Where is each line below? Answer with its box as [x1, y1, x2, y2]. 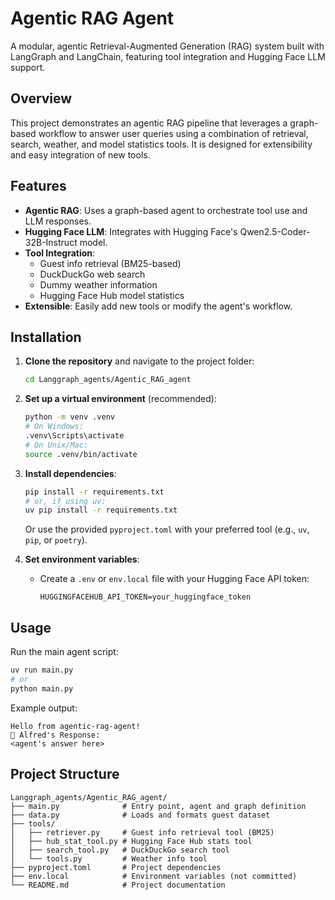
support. [10, 61, 46, 73]
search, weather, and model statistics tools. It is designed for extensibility [10, 138, 313, 150]
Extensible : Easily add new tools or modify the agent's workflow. [24, 300, 293, 312]
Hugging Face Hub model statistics [39, 289, 185, 301]
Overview [10, 90, 73, 107]
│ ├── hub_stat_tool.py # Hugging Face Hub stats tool [10, 836, 253, 846]
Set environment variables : [24, 553, 140, 566]
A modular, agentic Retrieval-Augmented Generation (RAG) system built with [10, 40, 325, 52]
